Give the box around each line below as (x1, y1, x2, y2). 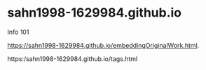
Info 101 (7, 28, 29, 36)
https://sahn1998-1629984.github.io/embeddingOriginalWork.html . (7, 41, 200, 49)
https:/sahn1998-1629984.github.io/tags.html (7, 54, 138, 63)
